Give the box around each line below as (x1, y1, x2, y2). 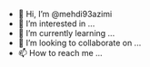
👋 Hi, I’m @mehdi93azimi (17, 9, 113, 19)
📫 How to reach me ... (17, 48, 103, 58)
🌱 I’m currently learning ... (17, 28, 115, 38)
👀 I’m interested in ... (17, 18, 95, 29)
